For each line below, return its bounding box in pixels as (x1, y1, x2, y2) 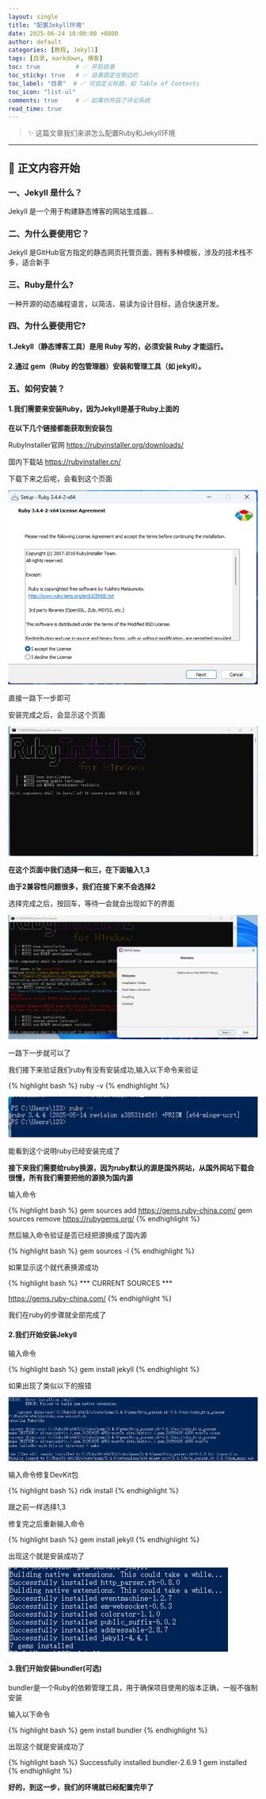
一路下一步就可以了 (8, 1048, 71, 1058)
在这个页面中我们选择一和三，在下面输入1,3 (8, 864, 150, 875)
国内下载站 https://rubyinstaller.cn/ (8, 456, 121, 467)
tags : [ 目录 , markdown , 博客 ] (8, 55, 103, 63)
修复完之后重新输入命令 (8, 1519, 85, 1529)
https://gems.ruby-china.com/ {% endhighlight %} (8, 1294, 173, 1303)
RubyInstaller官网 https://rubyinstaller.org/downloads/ (8, 440, 184, 449)
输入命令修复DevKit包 (8, 1470, 79, 1480)
